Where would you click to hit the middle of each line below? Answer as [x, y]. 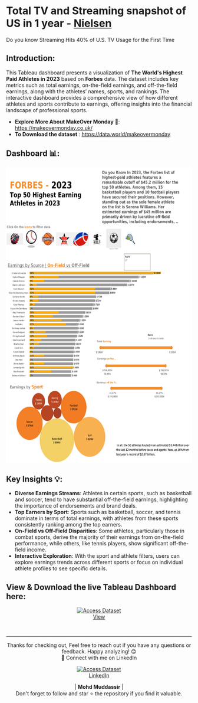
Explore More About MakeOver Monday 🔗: [67, 122]
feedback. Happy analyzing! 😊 [99, 652]
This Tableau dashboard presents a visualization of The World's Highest [94, 73]
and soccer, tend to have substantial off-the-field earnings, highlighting [101, 499]
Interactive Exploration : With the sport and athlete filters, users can [97, 556]
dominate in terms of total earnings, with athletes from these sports [96, 518]
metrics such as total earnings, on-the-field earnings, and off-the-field [92, 85]
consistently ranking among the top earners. [68, 525]
